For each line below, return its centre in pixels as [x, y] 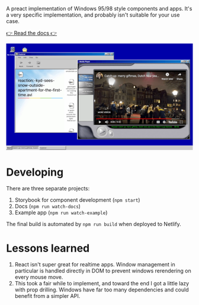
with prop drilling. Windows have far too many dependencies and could [102, 290]
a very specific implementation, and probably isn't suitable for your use [93, 15]
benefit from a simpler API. [47, 296]
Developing [35, 172]
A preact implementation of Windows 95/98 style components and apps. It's [99, 9]
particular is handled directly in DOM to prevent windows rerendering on [103, 271]
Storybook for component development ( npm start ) [77, 200]
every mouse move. [39, 277]
